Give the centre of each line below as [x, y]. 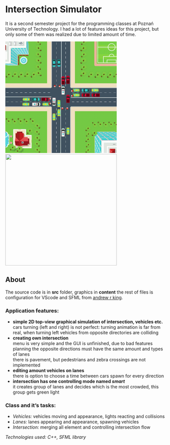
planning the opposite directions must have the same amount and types [88, 349]
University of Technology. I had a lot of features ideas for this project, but [82, 29]
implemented [26, 365]
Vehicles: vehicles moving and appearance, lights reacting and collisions [89, 416]
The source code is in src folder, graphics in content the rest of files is [79, 292]
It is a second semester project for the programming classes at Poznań [79, 23]
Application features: [32, 310]
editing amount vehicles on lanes [48, 371]
